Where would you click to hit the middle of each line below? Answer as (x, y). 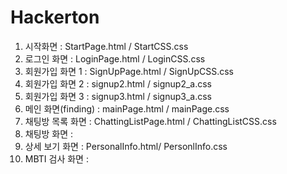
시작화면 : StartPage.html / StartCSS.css (106, 46)
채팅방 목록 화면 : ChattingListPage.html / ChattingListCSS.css (150, 121)
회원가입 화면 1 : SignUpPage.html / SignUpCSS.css (129, 71)
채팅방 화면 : (49, 133)
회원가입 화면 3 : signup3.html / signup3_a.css (118, 96)
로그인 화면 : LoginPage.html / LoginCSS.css (115, 58)
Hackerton (55, 17)
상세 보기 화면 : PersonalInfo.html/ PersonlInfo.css (126, 146)
